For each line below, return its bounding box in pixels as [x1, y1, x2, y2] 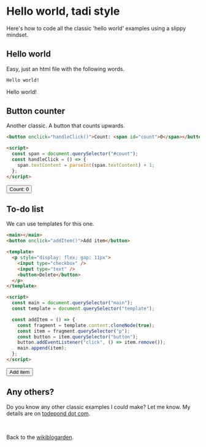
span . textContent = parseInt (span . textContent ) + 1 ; [17, 162, 155, 168]
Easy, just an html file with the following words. [6, 65, 125, 72]
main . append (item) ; [17, 345, 67, 351]
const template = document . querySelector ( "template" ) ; [12, 305, 155, 311]
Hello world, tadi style [6, 4, 120, 18]
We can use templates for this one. [6, 220, 94, 227]
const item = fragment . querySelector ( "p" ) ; [17, 328, 131, 334]
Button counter [6, 106, 66, 117]
